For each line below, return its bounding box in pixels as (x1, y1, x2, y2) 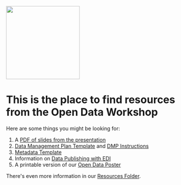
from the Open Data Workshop (6, 105, 158, 119)
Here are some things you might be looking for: (6, 125, 120, 132)
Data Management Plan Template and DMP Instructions (14, 142, 149, 149)
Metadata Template (14, 149, 62, 156)
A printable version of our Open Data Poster (14, 161, 122, 168)
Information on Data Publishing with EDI (14, 155, 111, 162)
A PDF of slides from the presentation (14, 136, 106, 143)
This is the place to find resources (6, 93, 175, 107)
